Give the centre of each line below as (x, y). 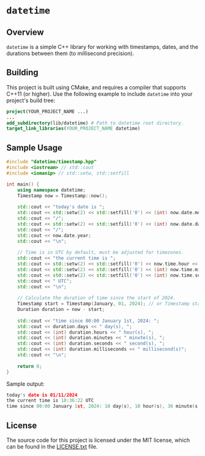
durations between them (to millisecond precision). (70, 53)
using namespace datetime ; (52, 190)
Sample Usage (34, 148)
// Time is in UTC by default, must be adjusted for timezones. (101, 253)
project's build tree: (31, 100)
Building (22, 73)
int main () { (23, 184)
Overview (25, 32)
